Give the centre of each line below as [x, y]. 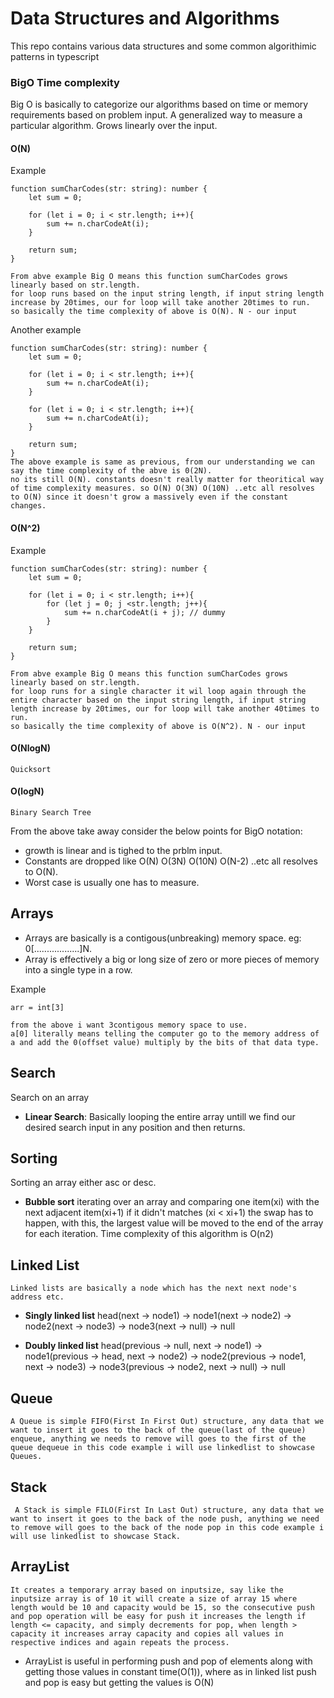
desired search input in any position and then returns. [135, 1127]
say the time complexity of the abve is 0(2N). [111, 471]
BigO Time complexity [65, 82]
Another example [46, 330]
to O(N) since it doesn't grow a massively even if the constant [149, 497]
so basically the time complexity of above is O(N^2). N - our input [158, 726]
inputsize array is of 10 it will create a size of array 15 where [154, 1598]
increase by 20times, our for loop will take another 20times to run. [160, 303]
